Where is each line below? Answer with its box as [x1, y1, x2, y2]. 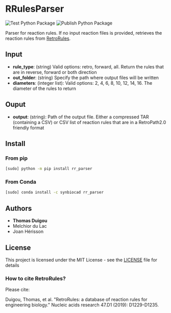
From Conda [5, 178, 37, 185]
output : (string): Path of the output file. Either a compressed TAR [12, 113, 149, 120]
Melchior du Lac [12, 223, 47, 229]
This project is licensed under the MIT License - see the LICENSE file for [5, 256, 157, 263]
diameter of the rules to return [12, 85, 77, 91]
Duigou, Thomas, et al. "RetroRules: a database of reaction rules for [5, 297, 148, 303]
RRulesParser [5, 3, 64, 15]
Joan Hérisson [12, 228, 44, 235]
